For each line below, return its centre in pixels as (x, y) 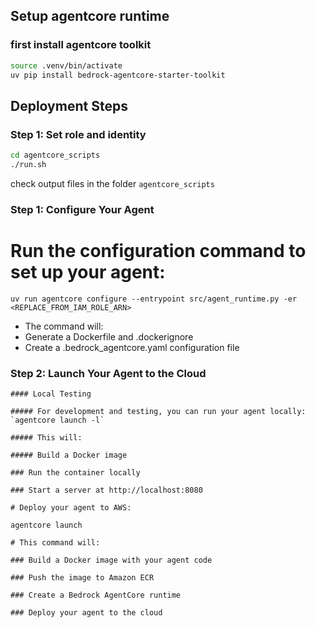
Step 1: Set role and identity (78, 134)
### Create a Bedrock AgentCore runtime (96, 595)
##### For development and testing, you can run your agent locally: (158, 412)
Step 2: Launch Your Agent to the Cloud (108, 373)
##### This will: (46, 438)
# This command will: (55, 543)
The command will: (64, 326)
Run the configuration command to (158, 250)
